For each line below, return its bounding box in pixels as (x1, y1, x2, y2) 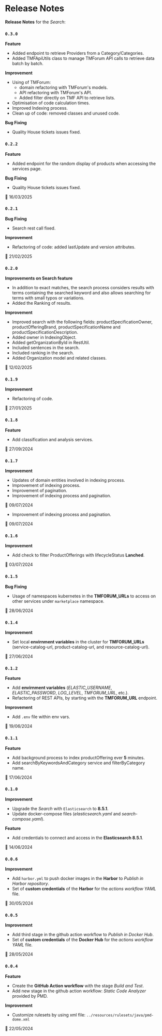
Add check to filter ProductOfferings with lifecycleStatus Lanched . (12, 552, 145, 558)
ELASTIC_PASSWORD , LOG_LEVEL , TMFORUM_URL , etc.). (12, 690, 129, 696)
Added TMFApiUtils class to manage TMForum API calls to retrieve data (12, 55, 155, 61)
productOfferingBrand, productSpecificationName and (12, 324, 121, 330)
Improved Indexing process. (12, 105, 68, 111)
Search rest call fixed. (12, 225, 56, 231)
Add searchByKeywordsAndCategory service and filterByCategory (12, 760, 145, 766)
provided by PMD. (12, 993, 48, 999)
